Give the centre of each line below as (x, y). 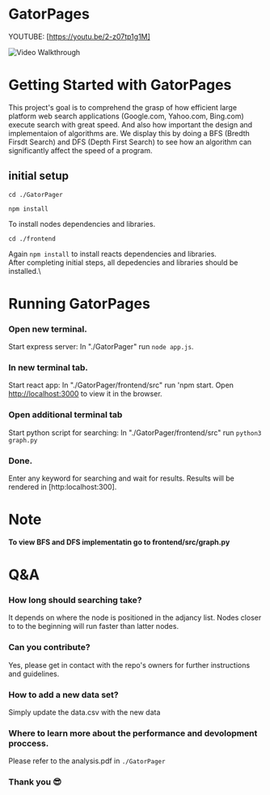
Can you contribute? (49, 648)
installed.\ (25, 271)
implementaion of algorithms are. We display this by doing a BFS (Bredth (129, 133)
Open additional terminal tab (65, 415)
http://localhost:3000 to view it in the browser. (86, 394)
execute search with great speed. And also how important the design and (131, 124)
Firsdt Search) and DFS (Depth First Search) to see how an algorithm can (130, 142)
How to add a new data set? (63, 695)
